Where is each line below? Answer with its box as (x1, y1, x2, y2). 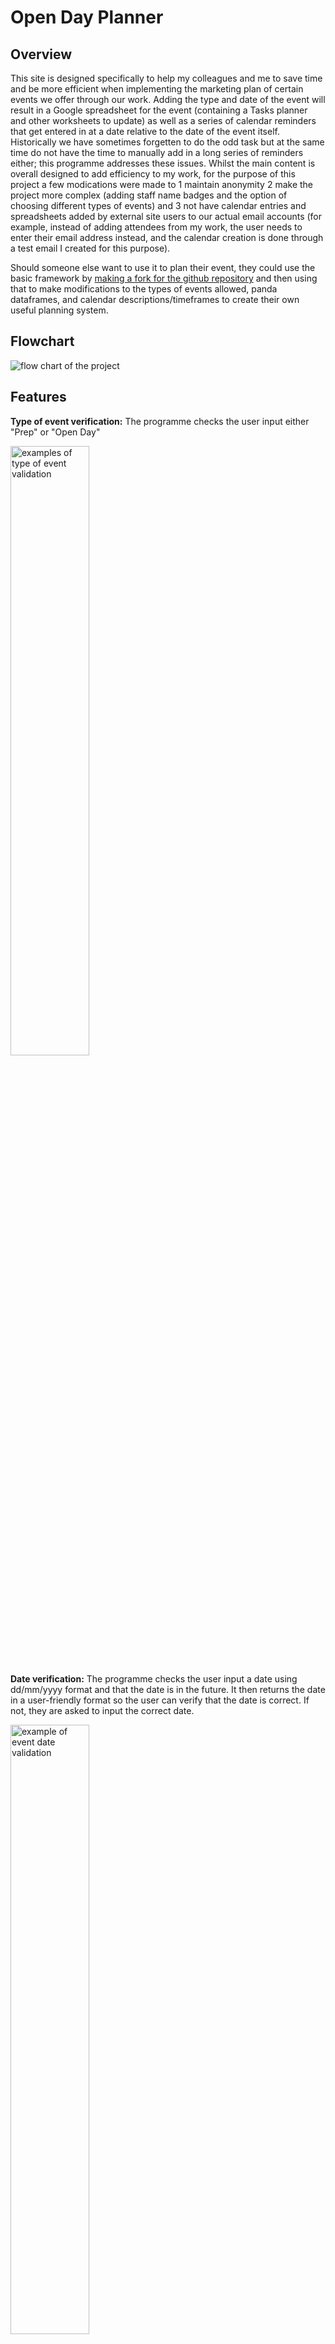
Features (10, 389, 67, 406)
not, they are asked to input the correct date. (10, 1704, 195, 1716)
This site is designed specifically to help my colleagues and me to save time (10, 72, 323, 84)
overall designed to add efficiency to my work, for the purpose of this (10, 168, 296, 180)
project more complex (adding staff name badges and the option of (10, 189, 288, 201)
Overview (10, 46, 73, 63)
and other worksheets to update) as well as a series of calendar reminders (10, 115, 317, 126)
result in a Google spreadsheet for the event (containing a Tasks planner (10, 104, 308, 116)
